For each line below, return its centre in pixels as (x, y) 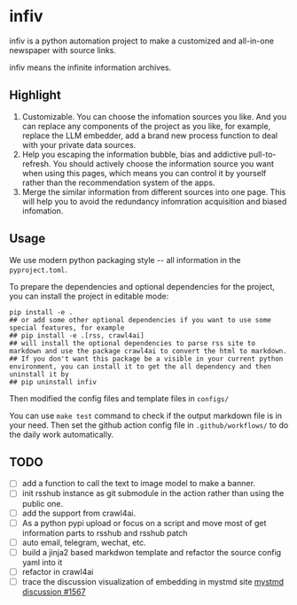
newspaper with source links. (63, 50)
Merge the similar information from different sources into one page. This (154, 191)
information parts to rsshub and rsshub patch (105, 532)
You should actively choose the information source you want (164, 163)
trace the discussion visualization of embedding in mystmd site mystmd (153, 581)
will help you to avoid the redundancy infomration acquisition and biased (154, 201)
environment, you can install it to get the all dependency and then (141, 366)
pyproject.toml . (39, 269)
